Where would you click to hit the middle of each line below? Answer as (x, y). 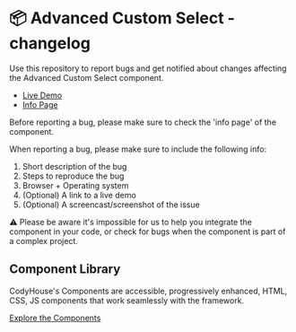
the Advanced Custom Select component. (87, 77)
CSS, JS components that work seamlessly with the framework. (127, 300)
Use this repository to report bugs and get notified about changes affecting (148, 68)
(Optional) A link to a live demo (79, 195)
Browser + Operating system (75, 185)
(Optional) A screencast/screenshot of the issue (111, 205)
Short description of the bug (74, 166)
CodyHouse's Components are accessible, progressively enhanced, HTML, (148, 291)
